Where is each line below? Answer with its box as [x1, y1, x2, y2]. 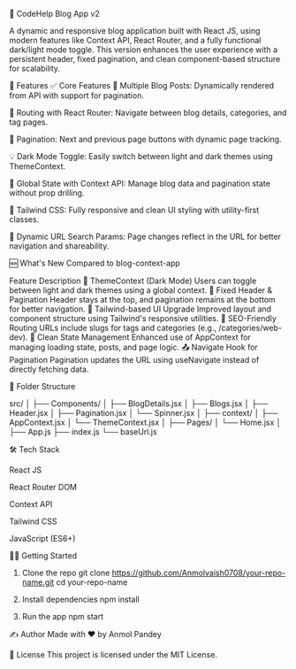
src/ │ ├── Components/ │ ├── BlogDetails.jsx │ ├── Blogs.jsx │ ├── [9, 398, 269, 409]
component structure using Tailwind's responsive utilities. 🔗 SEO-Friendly [9, 313, 277, 323]
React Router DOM [9, 482, 78, 492]
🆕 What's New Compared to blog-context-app [9, 258, 181, 268]
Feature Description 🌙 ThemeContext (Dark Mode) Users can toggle [9, 275, 257, 286]
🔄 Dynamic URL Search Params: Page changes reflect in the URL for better [9, 231, 281, 242]
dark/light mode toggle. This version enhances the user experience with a [9, 44, 278, 55]
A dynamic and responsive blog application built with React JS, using [9, 26, 261, 35]
